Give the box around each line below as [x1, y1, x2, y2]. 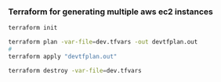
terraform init [8, 24, 58, 32]
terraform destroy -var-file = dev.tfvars [8, 66, 143, 74]
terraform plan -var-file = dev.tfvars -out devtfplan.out [8, 38, 198, 46]
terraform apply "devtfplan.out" [8, 52, 118, 60]
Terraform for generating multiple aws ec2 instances [8, 6, 214, 17]
